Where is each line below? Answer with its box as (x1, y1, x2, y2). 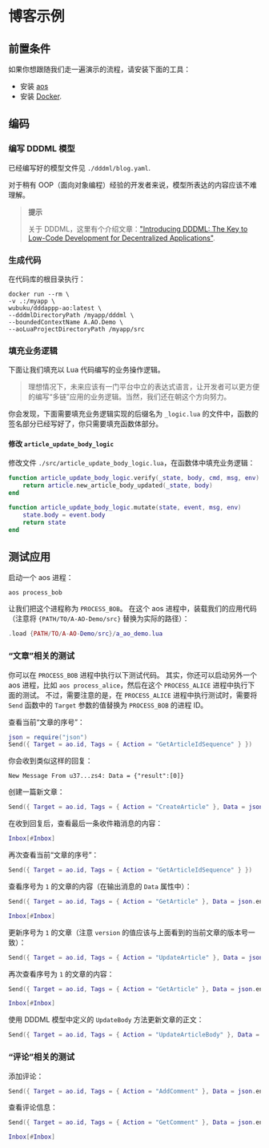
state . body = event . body (22, 510, 106, 519)
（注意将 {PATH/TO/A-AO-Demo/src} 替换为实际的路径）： (8, 614, 190, 623)
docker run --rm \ (8, 290, 70, 298)
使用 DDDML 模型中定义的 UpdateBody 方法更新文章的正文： (8, 1015, 204, 1025)
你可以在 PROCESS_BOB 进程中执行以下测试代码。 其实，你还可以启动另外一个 (8, 670, 258, 679)
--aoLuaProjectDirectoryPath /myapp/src (8, 325, 146, 333)
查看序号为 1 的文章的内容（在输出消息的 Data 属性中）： (8, 881, 192, 891)
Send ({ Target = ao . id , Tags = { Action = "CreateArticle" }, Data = (8, 803, 246, 812)
